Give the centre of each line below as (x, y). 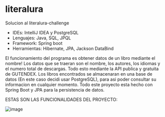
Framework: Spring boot (37, 43)
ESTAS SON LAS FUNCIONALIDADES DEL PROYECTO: (61, 99)
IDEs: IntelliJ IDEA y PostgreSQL (45, 32)
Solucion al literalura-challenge (37, 23)
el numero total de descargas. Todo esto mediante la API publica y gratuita (82, 69)
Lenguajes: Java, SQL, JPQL (42, 38)
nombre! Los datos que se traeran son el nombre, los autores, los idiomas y (83, 63)
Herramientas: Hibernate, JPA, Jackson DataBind (63, 48)
